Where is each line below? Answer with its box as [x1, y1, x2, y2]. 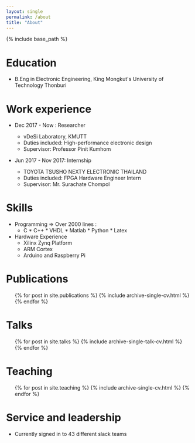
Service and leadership [6, 411, 121, 424]
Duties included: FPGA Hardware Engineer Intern [23, 174, 142, 182]
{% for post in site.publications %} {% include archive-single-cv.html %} [14, 292, 190, 299]
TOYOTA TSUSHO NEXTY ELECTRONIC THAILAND [23, 168, 147, 175]
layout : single [6, 8, 43, 15]
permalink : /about [6, 14, 51, 20]
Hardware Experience [14, 233, 67, 241]
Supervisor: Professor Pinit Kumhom [23, 146, 111, 153]
